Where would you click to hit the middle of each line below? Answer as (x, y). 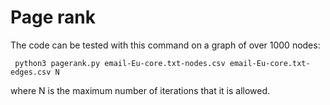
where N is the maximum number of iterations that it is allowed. (140, 90)
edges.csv (31, 72)
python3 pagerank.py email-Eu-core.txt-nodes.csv (120, 63)
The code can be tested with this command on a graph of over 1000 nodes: (165, 45)
